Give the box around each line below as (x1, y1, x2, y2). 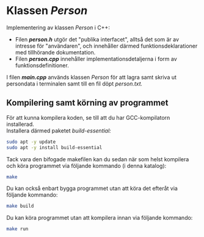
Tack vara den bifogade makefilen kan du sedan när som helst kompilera (6, 155, 189, 162)
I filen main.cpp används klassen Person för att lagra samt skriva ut (6, 73, 177, 81)
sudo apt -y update (6, 139, 56, 145)
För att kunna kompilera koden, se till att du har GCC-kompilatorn (6, 114, 170, 121)
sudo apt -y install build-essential (6, 144, 103, 150)
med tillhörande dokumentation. (15, 48, 96, 56)
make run (6, 226, 29, 232)
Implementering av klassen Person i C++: (6, 24, 110, 31)
